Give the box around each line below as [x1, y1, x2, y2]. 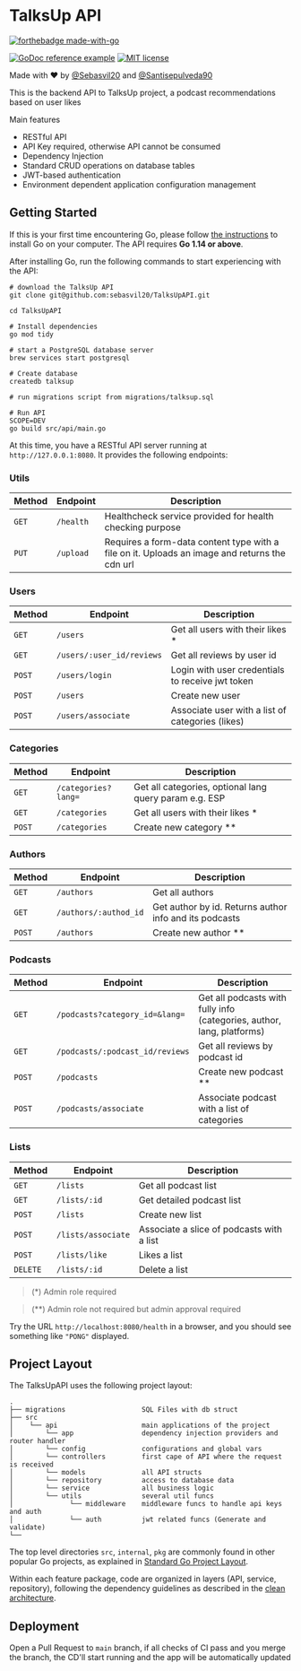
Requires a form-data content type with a [104, 535, 279, 548]
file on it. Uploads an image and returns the [104, 547, 287, 560]
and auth [9, 1508, 42, 1517]
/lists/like [56, 1249, 107, 1260]
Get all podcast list [138, 1179, 217, 1191]
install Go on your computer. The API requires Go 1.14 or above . [9, 239, 244, 249]
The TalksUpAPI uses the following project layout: [9, 1380, 193, 1391]
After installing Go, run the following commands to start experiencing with [9, 256, 281, 266]
